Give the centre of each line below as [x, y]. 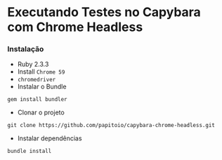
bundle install [30, 152]
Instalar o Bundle [42, 87]
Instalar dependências [50, 138]
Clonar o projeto [41, 112]
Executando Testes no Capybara [104, 12]
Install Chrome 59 [41, 72]
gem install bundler [38, 100]
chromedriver [37, 80]
